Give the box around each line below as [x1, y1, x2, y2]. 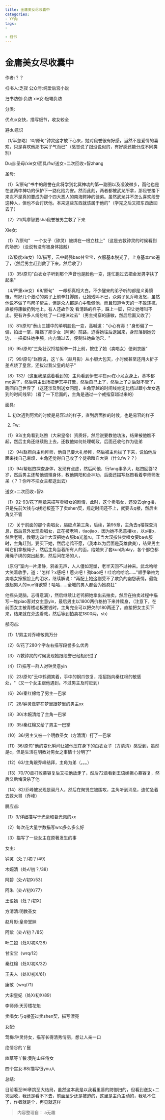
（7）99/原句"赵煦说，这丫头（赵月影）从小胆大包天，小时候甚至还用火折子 [5, 356, 159, 362]
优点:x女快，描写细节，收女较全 [5, 117, 69, 122]
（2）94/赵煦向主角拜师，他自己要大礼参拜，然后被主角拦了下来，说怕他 [5, 449, 153, 455]
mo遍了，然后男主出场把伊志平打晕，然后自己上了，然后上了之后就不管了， [5, 379, 158, 385]
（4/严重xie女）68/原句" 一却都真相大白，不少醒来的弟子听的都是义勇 [5, 287, 149, 293]
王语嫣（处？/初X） [5, 897, 44, 904]
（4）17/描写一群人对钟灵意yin [5, 663, 67, 669]
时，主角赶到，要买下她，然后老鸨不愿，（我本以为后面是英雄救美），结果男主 [5, 540, 160, 546]
